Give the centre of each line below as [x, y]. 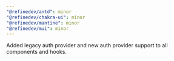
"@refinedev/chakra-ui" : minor [46, 17]
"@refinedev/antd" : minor [39, 12]
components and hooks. [36, 52]
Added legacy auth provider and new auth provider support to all [87, 45]
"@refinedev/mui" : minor [38, 28]
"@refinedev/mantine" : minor [43, 23]
